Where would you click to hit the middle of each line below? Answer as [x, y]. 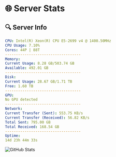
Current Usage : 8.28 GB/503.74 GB [40, 64]
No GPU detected [21, 100]
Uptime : [13, 136]
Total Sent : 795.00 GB [28, 122]
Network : [14, 109]
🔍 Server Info [26, 27]
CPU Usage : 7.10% [22, 45]
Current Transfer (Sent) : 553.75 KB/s [44, 113]
